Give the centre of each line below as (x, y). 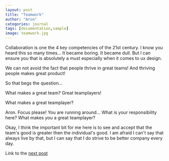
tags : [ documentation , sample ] (37, 29)
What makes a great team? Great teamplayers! (53, 93)
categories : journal (27, 24)
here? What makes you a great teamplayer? (50, 118)
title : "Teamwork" (24, 15)
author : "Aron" (21, 19)
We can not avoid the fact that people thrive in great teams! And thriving (80, 68)
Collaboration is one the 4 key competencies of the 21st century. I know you (84, 48)
